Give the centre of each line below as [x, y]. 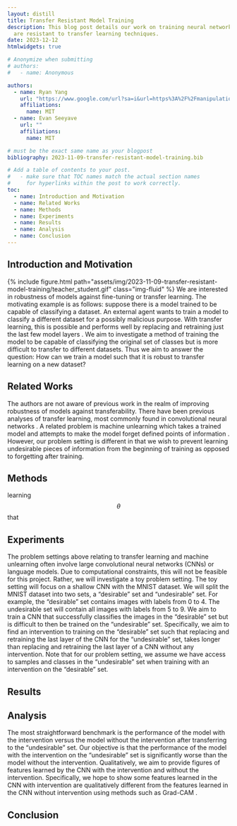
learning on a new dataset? [47, 364]
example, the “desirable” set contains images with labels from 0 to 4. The [114, 602]
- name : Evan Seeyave [45, 118]
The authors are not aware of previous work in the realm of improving [108, 403]
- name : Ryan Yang [41, 92]
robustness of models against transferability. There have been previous [111, 411]
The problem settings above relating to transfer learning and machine [108, 557]
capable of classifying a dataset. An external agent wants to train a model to [118, 311]
